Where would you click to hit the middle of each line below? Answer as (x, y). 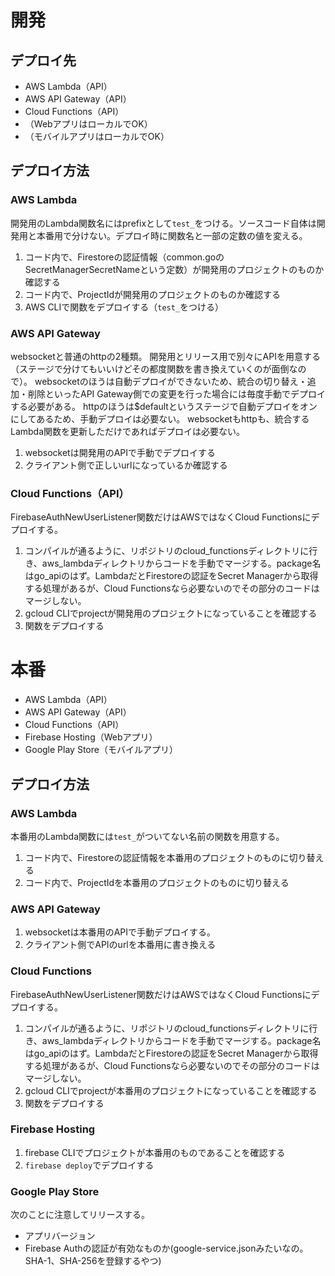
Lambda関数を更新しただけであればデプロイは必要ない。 (127, 431)
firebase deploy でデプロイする (89, 1165)
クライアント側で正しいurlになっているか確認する (126, 465)
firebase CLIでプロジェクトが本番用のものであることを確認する (155, 1152)
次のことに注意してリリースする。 (80, 1215)
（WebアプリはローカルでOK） (88, 124)
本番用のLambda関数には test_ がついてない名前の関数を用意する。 (147, 836)
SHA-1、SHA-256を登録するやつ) (93, 1261)
